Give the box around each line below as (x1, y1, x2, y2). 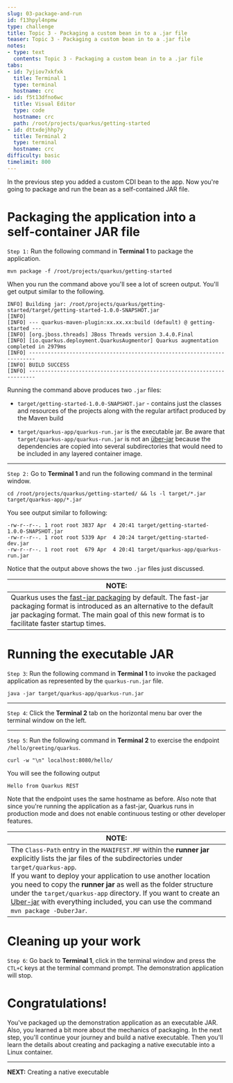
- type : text (7, 49, 45, 56)
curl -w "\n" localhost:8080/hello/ (7, 757, 113, 764)
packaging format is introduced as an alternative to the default (10, 601, 214, 611)
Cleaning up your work (7, 933, 141, 949)
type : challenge (7, 23, 54, 30)
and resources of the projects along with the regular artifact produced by (17, 407, 226, 415)
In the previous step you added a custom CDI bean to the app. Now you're (7, 178, 220, 186)
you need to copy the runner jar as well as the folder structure (10, 879, 214, 889)
